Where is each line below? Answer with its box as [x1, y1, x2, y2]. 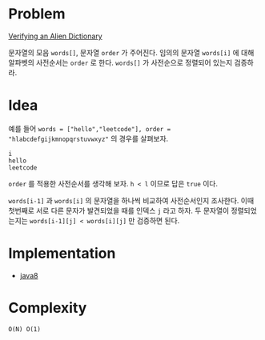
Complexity [8, 299, 87, 317]
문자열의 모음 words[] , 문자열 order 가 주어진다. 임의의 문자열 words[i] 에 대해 [8, 47, 255, 57]
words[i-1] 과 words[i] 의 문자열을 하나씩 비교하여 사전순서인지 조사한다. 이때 [8, 195, 255, 205]
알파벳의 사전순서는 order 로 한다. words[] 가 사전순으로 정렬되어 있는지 [8, 58, 233, 67]
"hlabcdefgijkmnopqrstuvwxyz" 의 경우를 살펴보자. [8, 134, 169, 143]
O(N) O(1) [8, 325, 42, 333]
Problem [8, 5, 66, 23]
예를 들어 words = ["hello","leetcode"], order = [8, 123, 171, 133]
